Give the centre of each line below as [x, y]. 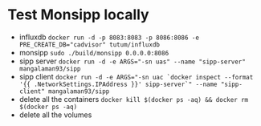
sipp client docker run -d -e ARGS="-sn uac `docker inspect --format [136, 76]
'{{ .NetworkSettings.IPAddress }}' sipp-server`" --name [118, 84]
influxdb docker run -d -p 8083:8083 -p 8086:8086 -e [109, 37]
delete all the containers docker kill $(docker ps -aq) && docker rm [134, 99]
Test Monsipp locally [78, 15]
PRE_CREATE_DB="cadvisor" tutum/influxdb [89, 45]
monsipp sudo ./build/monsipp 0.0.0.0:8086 [94, 52]
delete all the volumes [55, 115]
